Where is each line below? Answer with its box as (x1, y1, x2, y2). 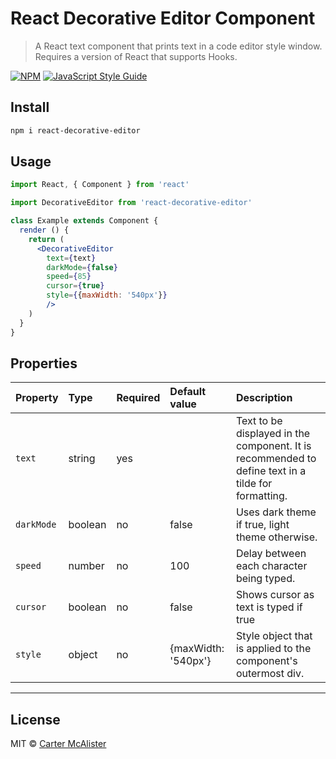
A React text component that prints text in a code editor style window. (34, 40, 323, 52)
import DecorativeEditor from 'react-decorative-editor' (10, 198, 253, 208)
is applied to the (235, 642, 312, 656)
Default (169, 385, 207, 399)
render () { (19, 225, 70, 236)
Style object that (235, 629, 313, 643)
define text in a (235, 464, 307, 478)
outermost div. (235, 667, 305, 681)
